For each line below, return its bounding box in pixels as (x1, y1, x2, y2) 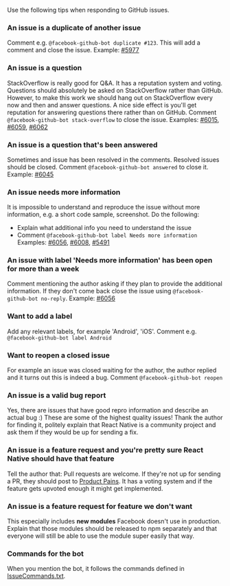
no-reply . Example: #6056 (41, 294, 115, 302)
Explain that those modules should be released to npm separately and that (7, 524, 218, 532)
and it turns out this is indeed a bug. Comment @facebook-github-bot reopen (7, 373, 223, 381)
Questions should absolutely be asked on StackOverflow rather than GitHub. (7, 86, 223, 94)
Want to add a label (7, 311, 73, 321)
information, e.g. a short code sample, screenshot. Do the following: (7, 210, 200, 219)
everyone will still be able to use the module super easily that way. (7, 532, 194, 540)
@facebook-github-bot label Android (7, 334, 112, 342)
